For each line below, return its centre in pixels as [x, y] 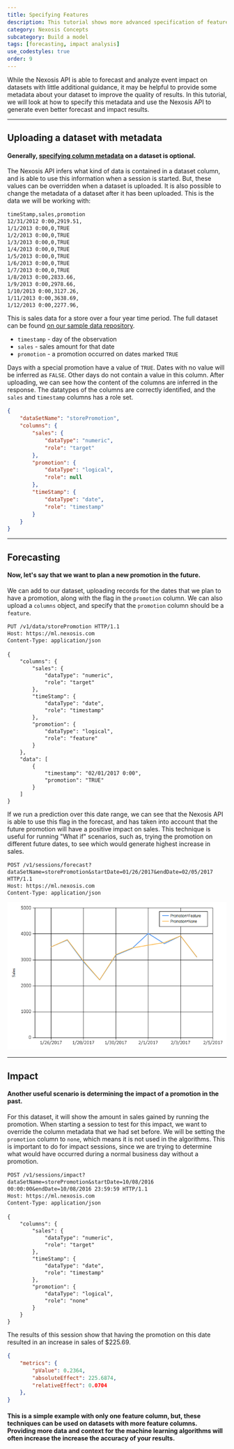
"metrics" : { [39, 1363]
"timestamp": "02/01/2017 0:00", [93, 773]
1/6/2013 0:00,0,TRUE [39, 263]
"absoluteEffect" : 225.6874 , [75, 1378]
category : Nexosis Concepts [48, 29]
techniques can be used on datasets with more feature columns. [102, 1423]
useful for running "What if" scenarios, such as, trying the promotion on [110, 836]
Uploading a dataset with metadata [85, 138]
